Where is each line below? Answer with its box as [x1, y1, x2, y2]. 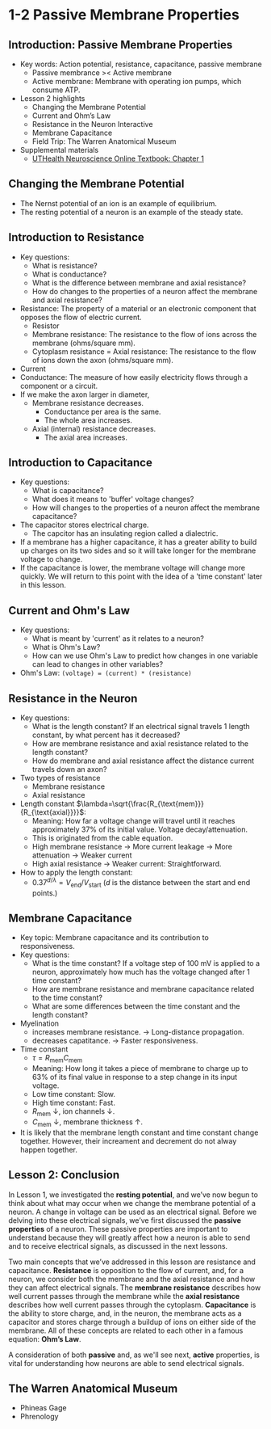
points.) [31, 887, 58, 898]
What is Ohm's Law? [31, 643, 101, 652]
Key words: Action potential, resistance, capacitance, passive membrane [19, 59, 262, 69]
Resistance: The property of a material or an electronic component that [19, 303, 256, 313]
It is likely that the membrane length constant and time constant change [19, 1128, 259, 1137]
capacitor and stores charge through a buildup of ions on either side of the [8, 1317, 256, 1326]
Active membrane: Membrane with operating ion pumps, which [31, 77, 242, 86]
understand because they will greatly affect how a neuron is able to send [8, 1233, 251, 1242]
